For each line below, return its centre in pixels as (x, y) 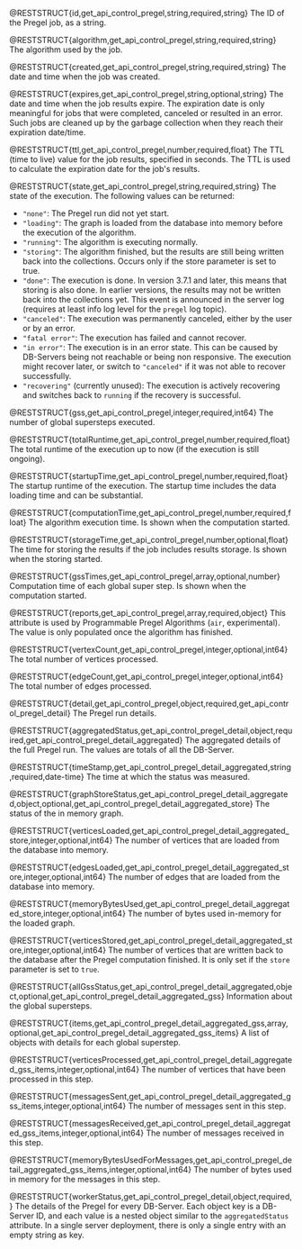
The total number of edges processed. (80, 686)
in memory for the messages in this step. (85, 1179)
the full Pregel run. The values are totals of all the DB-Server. (122, 750)
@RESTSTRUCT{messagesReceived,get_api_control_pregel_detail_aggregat (150, 1123)
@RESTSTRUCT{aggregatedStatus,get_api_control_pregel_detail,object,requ (151, 730)
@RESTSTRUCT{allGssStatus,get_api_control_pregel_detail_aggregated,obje (151, 987)
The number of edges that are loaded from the (194, 877)
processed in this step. (52, 1079)
